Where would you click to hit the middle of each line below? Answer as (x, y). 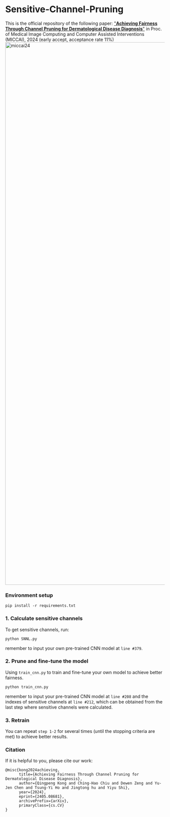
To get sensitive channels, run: (37, 630)
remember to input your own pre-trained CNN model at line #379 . (74, 648)
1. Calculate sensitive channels (44, 618)
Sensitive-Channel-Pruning (65, 9)
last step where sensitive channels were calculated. (59, 707)
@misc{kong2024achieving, (32, 770)
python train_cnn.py (27, 687)
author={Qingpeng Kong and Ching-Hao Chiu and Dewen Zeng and (86, 784)
